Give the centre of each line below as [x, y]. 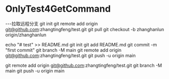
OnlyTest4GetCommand [58, 9]
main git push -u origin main [35, 71]
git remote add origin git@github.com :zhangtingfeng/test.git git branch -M [84, 65]
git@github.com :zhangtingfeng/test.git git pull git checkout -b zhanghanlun [85, 29]
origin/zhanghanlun [26, 35]
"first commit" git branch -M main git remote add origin [64, 50]
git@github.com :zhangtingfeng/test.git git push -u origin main [70, 55]
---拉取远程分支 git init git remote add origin [52, 23]
